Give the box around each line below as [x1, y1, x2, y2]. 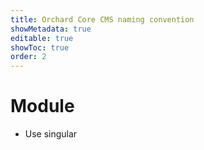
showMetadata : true [10, 24, 92, 34]
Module [10, 95, 75, 118]
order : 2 [10, 52, 47, 62]
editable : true [10, 33, 74, 43]
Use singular [24, 128, 78, 140]
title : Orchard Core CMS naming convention [10, 14, 195, 25]
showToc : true [10, 42, 70, 53]
